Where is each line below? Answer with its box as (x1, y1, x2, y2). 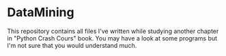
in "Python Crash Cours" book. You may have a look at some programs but (7, 34, 217, 42)
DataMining (7, 5, 74, 20)
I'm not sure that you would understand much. (7, 41, 137, 49)
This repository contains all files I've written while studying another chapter (7, 27, 219, 35)
